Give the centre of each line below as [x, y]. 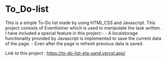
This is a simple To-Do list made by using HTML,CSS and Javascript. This [80, 23]
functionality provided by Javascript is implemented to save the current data [83, 38]
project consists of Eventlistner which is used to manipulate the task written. [83, 28]
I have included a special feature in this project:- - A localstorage [72, 33]
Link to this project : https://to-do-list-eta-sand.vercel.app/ [65, 53]
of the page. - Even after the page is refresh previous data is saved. [74, 43]
